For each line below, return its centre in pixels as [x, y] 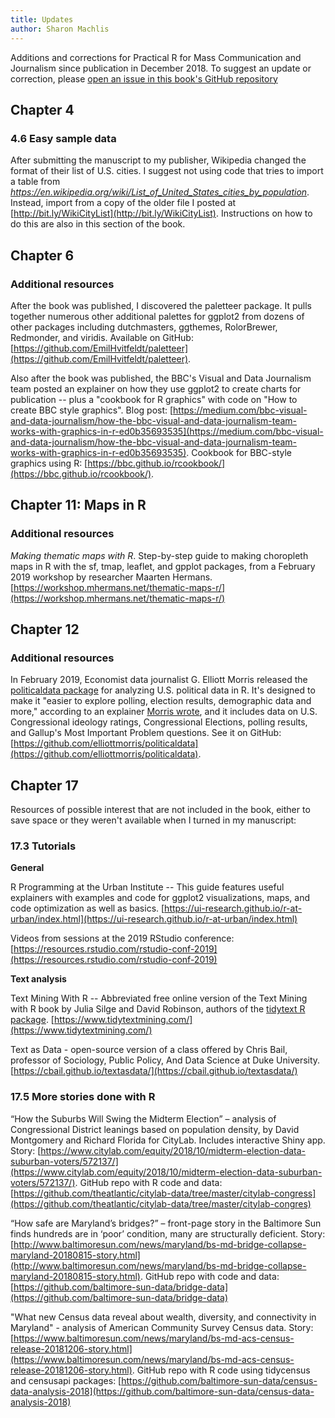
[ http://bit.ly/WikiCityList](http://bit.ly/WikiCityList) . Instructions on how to [161, 213]
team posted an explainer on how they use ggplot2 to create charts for [156, 388]
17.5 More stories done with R [83, 1097]
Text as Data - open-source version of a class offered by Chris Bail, [149, 1050]
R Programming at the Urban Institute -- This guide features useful [147, 887]
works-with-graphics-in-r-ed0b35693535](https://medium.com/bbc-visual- [167, 431]
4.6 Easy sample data [63, 138]
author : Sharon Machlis [60, 29]
